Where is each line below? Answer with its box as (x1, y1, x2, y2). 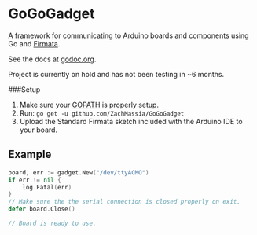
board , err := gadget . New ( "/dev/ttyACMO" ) (8, 168, 149, 177)
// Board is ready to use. (8, 219, 97, 227)
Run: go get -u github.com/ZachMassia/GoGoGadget (19, 108, 185, 118)
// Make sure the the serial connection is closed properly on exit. (8, 198, 241, 206)
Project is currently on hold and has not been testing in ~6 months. (8, 69, 225, 79)
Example (8, 148, 52, 161)
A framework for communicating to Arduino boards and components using (8, 31, 249, 40)
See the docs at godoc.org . (8, 54, 97, 64)
